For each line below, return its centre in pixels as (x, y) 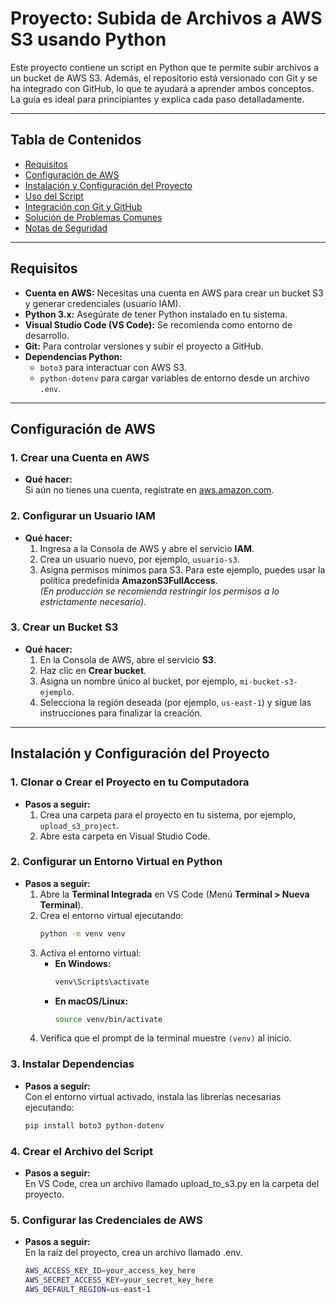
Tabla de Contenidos (76, 140)
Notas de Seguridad (66, 228)
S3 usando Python (88, 39)
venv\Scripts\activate (102, 982)
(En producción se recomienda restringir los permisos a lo (159, 591)
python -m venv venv (82, 933)
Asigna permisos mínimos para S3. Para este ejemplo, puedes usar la (182, 569)
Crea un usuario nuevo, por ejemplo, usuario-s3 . (139, 559)
